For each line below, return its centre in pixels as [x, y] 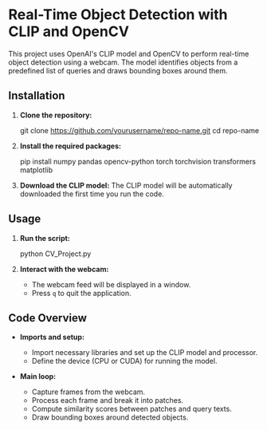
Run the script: [45, 238]
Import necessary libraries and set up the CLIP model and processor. [145, 353]
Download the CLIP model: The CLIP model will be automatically [126, 185]
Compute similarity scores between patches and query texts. [132, 409]
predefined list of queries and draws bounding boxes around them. [118, 70]
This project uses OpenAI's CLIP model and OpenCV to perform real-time [129, 53]
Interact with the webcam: [64, 269]
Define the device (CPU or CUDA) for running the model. [124, 361]
